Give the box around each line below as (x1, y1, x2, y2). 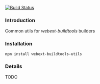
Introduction (5, 17, 35, 24)
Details (5, 63, 23, 70)
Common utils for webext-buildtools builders (5, 28, 95, 34)
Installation (5, 40, 33, 47)
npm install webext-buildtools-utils (5, 52, 82, 56)
